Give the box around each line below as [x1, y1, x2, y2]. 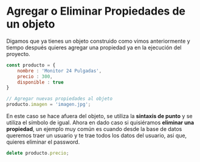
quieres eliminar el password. [6, 138, 80, 146]
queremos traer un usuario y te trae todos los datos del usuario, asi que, [6, 132, 187, 139]
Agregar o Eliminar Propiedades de [6, 4, 186, 18]
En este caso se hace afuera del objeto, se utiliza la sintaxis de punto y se [6, 113, 193, 120]
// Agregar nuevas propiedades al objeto [6, 96, 113, 102]
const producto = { [6, 62, 56, 68]
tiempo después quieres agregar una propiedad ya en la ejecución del [6, 44, 182, 51]
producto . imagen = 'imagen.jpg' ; [6, 102, 91, 108]
